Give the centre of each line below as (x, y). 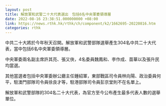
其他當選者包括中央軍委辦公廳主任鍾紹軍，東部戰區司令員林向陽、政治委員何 (83, 76)
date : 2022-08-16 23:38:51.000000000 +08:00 (52, 19)
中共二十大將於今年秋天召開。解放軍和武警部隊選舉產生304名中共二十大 (79, 43)
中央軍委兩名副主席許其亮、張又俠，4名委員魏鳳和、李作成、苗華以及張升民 (82, 59)
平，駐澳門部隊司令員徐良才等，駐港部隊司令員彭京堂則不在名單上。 (74, 82)
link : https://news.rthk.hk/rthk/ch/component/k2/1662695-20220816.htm (80, 23)
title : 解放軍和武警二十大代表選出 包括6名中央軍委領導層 (58, 14)
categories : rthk (23, 28)
